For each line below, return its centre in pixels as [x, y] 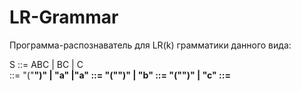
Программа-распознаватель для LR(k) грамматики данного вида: [150, 45]
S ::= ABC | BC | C [46, 64]
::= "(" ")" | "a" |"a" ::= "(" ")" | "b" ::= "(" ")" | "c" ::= [120, 75]
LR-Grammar [64, 17]
